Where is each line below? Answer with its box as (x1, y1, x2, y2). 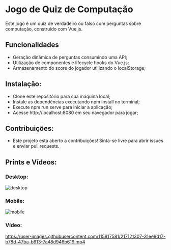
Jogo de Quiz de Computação (5, 4, 133, 15)
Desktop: (5, 173, 28, 180)
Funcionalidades (5, 41, 60, 49)
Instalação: (5, 80, 42, 89)
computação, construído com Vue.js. (5, 25, 83, 32)
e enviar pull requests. (12, 143, 60, 149)
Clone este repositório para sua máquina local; (12, 93, 111, 99)
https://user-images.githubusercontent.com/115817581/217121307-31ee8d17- (5, 233, 166, 239)
